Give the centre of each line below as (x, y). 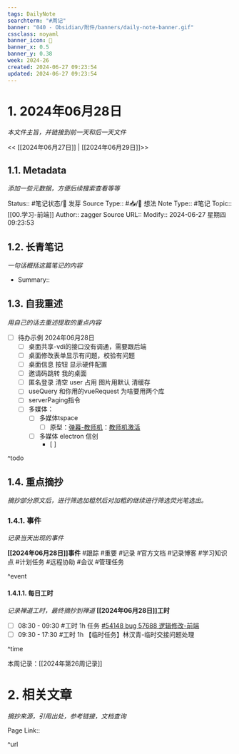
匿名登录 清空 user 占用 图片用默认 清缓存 (90, 382)
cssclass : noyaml (33, 34)
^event (17, 576)
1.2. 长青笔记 (35, 247)
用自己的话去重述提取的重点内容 (54, 322)
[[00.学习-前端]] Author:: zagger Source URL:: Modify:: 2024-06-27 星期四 (117, 215)
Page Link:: (24, 730)
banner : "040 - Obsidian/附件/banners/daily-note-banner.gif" (101, 27)
